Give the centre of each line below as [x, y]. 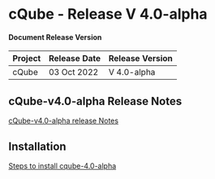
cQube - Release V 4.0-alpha [108, 14]
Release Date [75, 59]
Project [27, 59]
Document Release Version [55, 37]
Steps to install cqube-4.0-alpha [62, 166]
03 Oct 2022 [73, 72]
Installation [37, 146]
